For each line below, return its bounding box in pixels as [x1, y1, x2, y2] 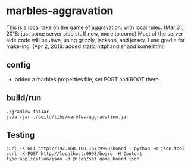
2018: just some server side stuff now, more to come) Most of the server [6, 30, 183, 37]
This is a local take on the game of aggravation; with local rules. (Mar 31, [6, 24, 184, 31]
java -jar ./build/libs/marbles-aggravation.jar [6, 114, 129, 120]
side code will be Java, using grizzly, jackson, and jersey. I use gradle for [6, 36, 186, 43]
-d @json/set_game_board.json [64, 156, 140, 162]
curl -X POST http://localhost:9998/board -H [6, 151, 121, 157]
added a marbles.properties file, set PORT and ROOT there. [14, 75, 161, 83]
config [6, 60, 31, 70]
